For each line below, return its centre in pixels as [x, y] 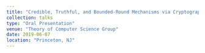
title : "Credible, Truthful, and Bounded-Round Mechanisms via [88, 12]
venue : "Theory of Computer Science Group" [63, 29]
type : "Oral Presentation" [41, 23]
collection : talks [30, 18]
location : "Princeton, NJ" [41, 40]
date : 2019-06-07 [28, 35]
